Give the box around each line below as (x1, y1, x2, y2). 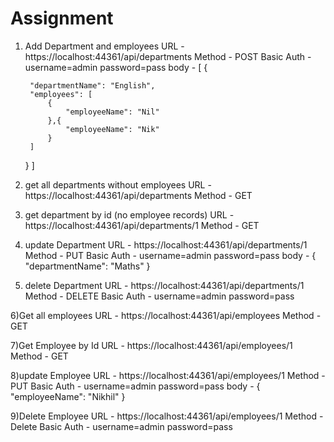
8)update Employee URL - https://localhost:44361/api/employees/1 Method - (10, 369, 326, 381)
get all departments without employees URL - (24, 178, 212, 191)
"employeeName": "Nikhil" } (10, 390, 126, 402)
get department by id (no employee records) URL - (24, 208, 235, 221)
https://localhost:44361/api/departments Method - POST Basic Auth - (24, 50, 312, 62)
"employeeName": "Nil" (65, 107, 160, 117)
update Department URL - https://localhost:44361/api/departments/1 (24, 238, 308, 251)
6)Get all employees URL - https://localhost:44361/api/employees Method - (10, 309, 322, 321)
